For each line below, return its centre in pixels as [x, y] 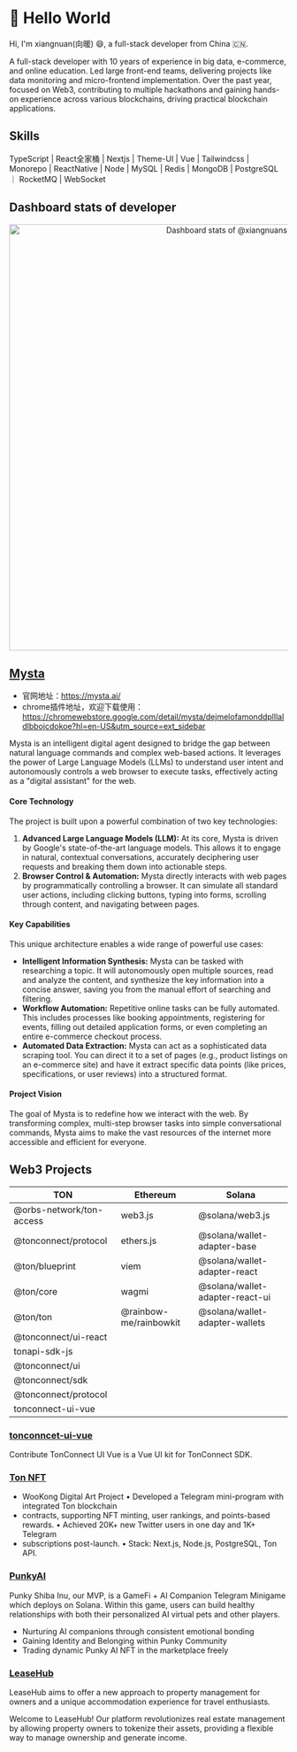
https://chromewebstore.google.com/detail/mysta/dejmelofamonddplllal [153, 717]
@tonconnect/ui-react [61, 1337]
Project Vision [36, 1094]
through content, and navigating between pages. [111, 904]
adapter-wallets [232, 1322]
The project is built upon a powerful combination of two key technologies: [144, 821]
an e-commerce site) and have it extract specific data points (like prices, [154, 1064]
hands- [267, 89]
